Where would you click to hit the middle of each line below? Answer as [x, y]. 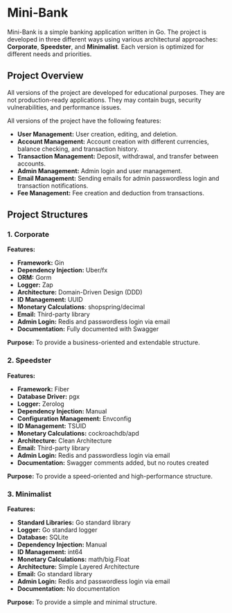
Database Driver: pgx [48, 396]
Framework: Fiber [43, 389]
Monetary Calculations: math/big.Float [73, 560]
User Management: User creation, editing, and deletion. [97, 134]
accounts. [32, 163]
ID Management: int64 [50, 552]
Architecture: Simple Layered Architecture [78, 567]
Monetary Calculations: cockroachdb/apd [78, 433]
